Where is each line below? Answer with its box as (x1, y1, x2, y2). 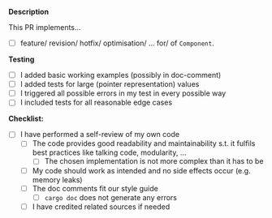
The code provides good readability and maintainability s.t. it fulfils (32, 139, 256, 148)
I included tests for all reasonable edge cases (19, 97, 173, 108)
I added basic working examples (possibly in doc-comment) (19, 71, 222, 80)
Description (8, 7, 50, 16)
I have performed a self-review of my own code (19, 130, 180, 139)
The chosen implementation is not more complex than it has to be (44, 156, 264, 166)
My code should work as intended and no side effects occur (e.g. (32, 165, 251, 175)
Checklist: (8, 113, 45, 124)
